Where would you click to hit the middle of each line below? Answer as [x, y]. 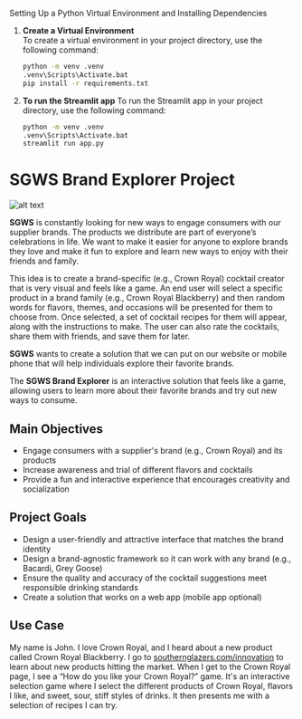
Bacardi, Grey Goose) [62, 568]
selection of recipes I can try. [64, 705]
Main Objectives [57, 429]
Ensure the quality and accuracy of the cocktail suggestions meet [145, 578]
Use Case [37, 625]
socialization [46, 489]
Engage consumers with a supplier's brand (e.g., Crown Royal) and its [152, 451]
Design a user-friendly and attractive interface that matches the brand [153, 539]
